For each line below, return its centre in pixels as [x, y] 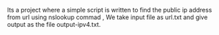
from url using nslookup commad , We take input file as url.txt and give [107, 17]
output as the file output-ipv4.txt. [54, 24]
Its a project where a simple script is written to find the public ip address [109, 10]
